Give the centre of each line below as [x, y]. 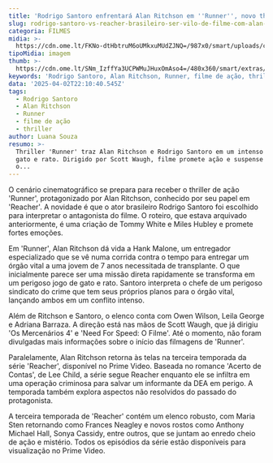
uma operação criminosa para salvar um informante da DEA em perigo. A [131, 384]
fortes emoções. [36, 233]
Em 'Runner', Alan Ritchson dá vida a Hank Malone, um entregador [120, 249]
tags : [17, 91]
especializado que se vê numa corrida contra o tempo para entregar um [129, 257]
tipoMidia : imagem [39, 54]
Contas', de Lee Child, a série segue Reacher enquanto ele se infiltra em [129, 375]
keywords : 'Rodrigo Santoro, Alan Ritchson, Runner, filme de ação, [127, 76]
